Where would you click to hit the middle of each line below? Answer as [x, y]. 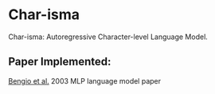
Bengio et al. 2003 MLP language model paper [85, 80]
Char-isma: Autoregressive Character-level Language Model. [108, 37]
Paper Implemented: [60, 62]
